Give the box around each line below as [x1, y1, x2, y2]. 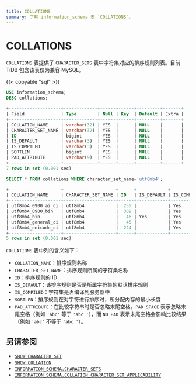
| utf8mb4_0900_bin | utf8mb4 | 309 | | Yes [6, 208, 181, 214]
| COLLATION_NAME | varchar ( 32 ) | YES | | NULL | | [6, 122, 184, 128]
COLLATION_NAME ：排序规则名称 [14, 259, 87, 266]
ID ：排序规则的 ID [14, 274, 57, 281]
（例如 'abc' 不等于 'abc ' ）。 [14, 318, 86, 325]
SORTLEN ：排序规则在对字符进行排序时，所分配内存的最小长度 [14, 296, 161, 303]
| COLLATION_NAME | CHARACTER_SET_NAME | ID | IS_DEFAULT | [6, 192, 171, 198]
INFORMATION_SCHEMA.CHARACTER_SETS [14, 366, 101, 372]
